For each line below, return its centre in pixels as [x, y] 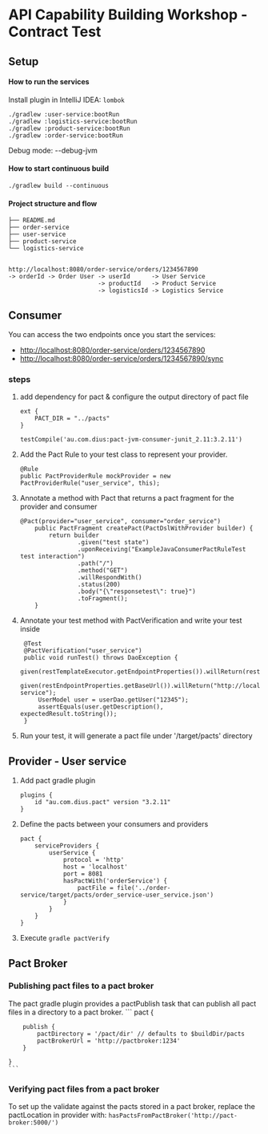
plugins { [36, 795]
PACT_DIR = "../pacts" [72, 419]
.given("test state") [113, 543]
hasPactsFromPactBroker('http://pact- [173, 1116]
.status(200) [99, 585]
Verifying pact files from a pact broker [84, 1089]
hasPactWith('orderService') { [115, 881]
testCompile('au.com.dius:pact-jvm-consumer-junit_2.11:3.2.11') [131, 440]
